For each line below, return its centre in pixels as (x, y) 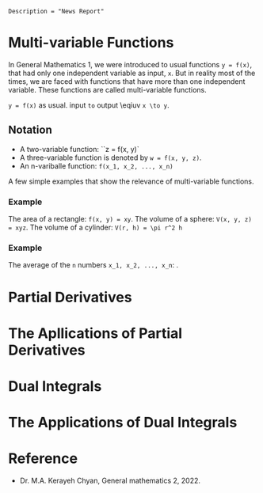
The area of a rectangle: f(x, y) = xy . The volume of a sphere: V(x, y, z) (130, 219)
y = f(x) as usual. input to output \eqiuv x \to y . (89, 105)
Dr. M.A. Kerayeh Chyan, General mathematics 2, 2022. (110, 481)
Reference (43, 459)
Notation (30, 130)
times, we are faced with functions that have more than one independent (127, 81)
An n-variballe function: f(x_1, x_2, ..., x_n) (96, 165)
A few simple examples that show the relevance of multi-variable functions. (131, 181)
